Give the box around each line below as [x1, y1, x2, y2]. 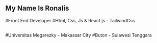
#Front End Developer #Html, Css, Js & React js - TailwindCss [5, 17, 135, 23]
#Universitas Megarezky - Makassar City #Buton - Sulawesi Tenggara [5, 32, 152, 38]
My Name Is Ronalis [5, 4, 69, 13]
